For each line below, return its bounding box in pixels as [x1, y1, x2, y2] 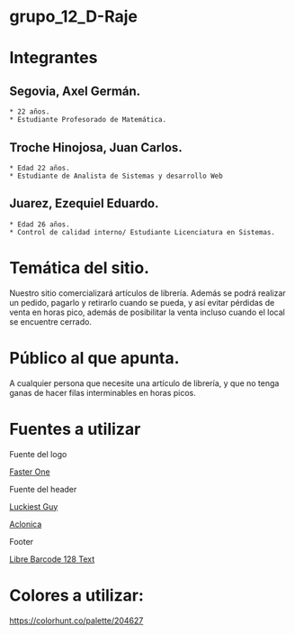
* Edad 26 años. [9, 219, 70, 229]
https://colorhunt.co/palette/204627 [9, 615, 144, 626]
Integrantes [9, 48, 98, 69]
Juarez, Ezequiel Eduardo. [9, 196, 159, 211]
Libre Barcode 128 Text [9, 553, 95, 565]
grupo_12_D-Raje [9, 6, 138, 27]
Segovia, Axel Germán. [9, 83, 141, 98]
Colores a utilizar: [9, 584, 144, 605]
